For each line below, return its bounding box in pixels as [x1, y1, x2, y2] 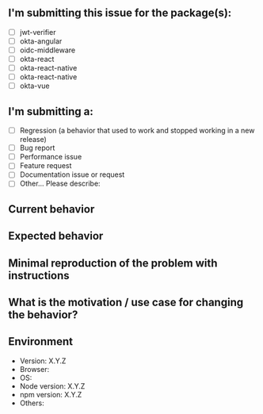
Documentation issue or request [19, 170, 125, 179]
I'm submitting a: [8, 105, 93, 118]
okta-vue [19, 81, 50, 90]
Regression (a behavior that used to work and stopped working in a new [19, 126, 255, 136]
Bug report [19, 143, 55, 153]
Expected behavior [8, 229, 104, 243]
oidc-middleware [19, 45, 76, 55]
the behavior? [8, 309, 78, 321]
